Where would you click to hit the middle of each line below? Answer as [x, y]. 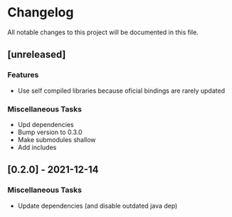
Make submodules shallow [57, 139]
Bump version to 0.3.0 [50, 132]
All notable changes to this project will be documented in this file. [103, 32]
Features [23, 75]
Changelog [41, 12]
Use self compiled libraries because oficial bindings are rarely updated [121, 91]
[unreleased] [37, 55]
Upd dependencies [46, 124]
